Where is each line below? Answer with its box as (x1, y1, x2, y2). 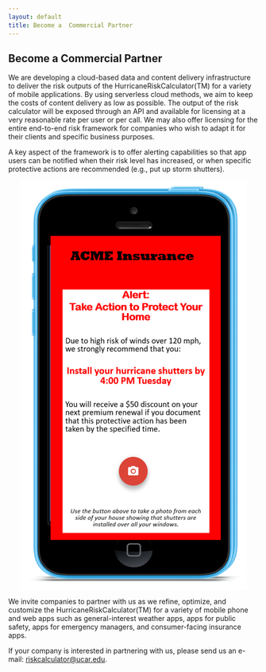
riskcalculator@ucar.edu (25, 654, 106, 664)
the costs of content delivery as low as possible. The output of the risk (8, 98, 239, 107)
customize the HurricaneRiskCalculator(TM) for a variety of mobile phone (8, 605, 249, 615)
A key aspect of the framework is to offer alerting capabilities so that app (8, 147, 247, 157)
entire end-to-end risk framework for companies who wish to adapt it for (8, 123, 246, 133)
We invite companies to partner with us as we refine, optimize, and (8, 597, 226, 607)
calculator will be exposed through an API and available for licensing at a (8, 107, 246, 116)
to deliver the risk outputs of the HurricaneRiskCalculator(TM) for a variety (8, 81, 252, 91)
